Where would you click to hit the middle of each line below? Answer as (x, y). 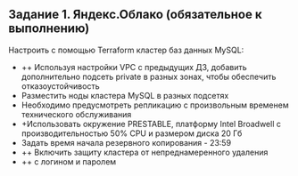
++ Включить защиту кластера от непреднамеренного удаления (145, 152)
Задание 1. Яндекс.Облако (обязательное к (135, 15)
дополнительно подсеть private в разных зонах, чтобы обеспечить (149, 76)
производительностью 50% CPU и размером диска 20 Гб (132, 133)
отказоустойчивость (60, 86)
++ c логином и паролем (69, 161)
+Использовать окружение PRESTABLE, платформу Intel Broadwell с (151, 124)
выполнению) (49, 29)
